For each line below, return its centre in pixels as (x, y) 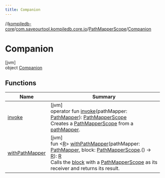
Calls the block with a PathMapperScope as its (104, 162)
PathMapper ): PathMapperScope (88, 118)
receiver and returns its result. (85, 169)
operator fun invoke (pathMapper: (89, 111)
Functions (21, 83)
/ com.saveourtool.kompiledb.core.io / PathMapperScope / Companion (82, 29)
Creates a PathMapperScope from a (92, 123)
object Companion (24, 67)
